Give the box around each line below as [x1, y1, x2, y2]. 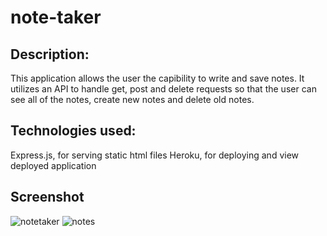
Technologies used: [10, 122, 137, 140]
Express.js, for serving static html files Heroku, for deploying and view [10, 149, 300, 161]
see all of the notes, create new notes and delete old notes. [10, 94, 255, 105]
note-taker [10, 6, 102, 29]
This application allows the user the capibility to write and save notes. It [10, 72, 305, 84]
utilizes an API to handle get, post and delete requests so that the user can [10, 83, 317, 95]
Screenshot [10, 189, 85, 206]
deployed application [10, 159, 97, 171]
